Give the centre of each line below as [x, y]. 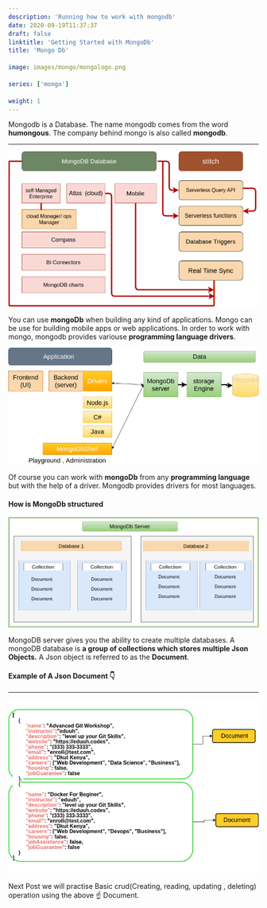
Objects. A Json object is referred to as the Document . [99, 657]
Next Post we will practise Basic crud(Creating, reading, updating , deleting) [132, 886]
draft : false [30, 33]
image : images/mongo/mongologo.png [67, 68]
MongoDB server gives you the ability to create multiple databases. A [122, 640]
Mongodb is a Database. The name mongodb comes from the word [118, 124]
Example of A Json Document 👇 [62, 676]
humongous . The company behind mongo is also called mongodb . [118, 133]
